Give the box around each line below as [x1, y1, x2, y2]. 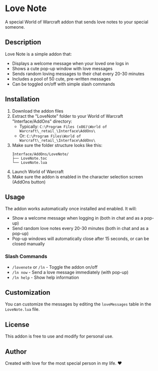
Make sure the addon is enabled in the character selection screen [12, 174, 143, 179]
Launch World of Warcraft [12, 168, 64, 175]
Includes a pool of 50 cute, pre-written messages [12, 76, 111, 81]
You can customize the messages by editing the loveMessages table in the [5, 301, 152, 307]
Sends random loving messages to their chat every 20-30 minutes [12, 71, 144, 77]
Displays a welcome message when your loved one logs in [12, 60, 129, 66]
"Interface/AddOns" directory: [12, 118, 73, 124]
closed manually [12, 241, 45, 247]
